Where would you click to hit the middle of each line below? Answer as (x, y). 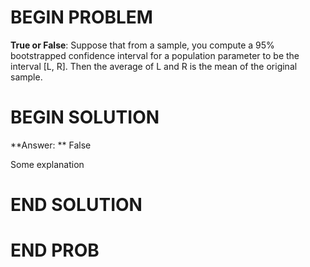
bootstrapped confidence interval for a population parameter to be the (155, 55)
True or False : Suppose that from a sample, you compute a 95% (142, 45)
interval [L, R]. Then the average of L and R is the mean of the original (154, 66)
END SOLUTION (76, 205)
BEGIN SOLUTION (85, 117)
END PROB (55, 250)
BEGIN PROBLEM (81, 17)
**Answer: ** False (51, 145)
